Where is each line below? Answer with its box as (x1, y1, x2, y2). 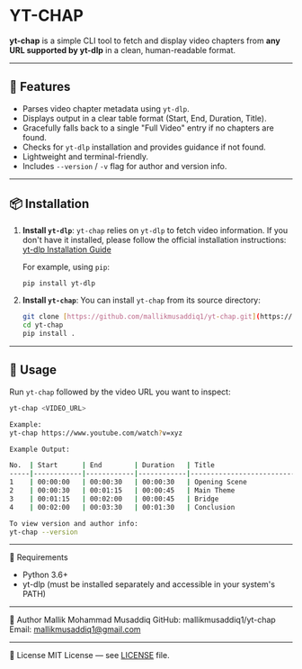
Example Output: (9, 445, 70, 454)
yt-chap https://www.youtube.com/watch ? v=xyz (9, 429, 182, 438)
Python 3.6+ (22, 569, 69, 581)
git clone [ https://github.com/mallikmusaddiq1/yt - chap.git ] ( (22, 312, 261, 321)
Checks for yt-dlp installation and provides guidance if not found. (22, 141, 267, 152)
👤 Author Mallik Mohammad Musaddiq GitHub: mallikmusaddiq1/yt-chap (9, 614, 276, 626)
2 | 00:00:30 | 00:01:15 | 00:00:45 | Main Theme (9, 486, 235, 495)
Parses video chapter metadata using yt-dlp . (22, 103, 191, 113)
